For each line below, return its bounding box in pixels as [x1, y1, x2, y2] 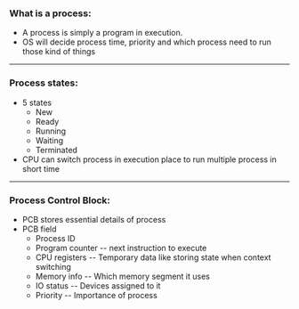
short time [21, 163, 61, 174]
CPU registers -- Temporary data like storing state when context [35, 252, 271, 263]
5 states [21, 97, 52, 108]
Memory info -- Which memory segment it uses [35, 271, 211, 281]
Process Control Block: [9, 194, 111, 207]
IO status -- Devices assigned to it [35, 280, 161, 291]
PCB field [21, 224, 57, 234]
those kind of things [21, 46, 96, 57]
